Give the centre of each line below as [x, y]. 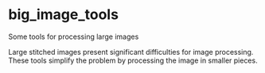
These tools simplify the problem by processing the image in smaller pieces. [133, 60]
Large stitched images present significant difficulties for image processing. [131, 52]
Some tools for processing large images [74, 36]
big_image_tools [64, 15]
